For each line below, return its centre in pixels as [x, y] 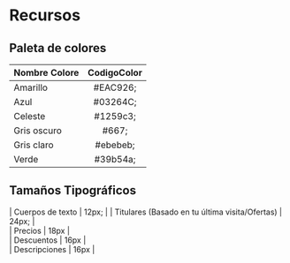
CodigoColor [115, 73]
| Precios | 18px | [40, 230]
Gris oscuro [38, 131]
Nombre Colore [46, 73]
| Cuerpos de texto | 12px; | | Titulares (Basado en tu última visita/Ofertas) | [146, 212]
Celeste [30, 116]
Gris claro [34, 145]
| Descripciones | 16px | [52, 249]
